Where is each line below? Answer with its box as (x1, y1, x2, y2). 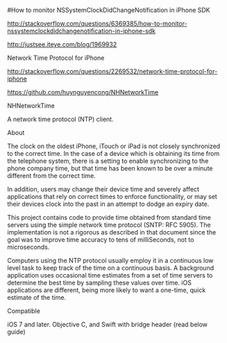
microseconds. (7, 243, 50, 251)
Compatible (7, 307, 40, 315)
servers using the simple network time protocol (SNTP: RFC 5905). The (7, 221, 211, 229)
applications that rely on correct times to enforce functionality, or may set (7, 193, 217, 200)
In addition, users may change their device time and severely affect (7, 185, 200, 193)
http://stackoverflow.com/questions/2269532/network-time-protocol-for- (7, 67, 218, 75)
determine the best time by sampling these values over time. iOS (7, 278, 192, 287)
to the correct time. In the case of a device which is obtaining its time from (7, 150, 220, 157)
